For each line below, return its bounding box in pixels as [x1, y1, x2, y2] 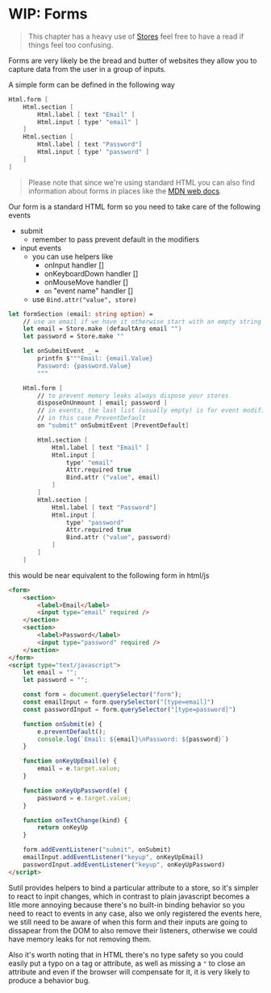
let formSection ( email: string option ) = [8, 310, 153, 318]
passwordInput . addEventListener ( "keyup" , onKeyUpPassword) [23, 860, 226, 869]
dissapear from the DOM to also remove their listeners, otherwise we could [8, 925, 258, 935]
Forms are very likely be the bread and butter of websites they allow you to [8, 56, 257, 65]
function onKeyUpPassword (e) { [23, 787, 128, 795]
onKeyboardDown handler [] [44, 268, 139, 278]
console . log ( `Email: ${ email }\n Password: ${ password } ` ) [37, 735, 229, 743]
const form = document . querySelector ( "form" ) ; [23, 691, 182, 699]
